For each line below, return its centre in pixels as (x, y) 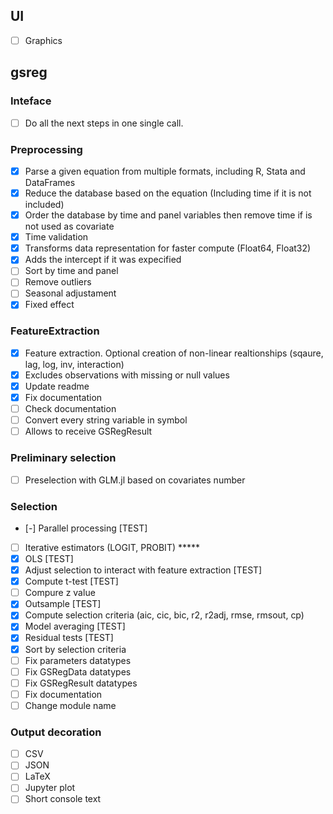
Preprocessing (46, 149)
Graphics (43, 40)
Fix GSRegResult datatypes (81, 683)
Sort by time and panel (71, 271)
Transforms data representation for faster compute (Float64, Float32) (168, 248)
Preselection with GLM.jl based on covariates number (135, 480)
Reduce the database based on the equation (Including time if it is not (168, 193)
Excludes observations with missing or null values (127, 375)
